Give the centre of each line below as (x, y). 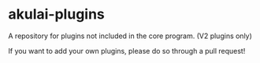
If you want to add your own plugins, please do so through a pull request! (127, 51)
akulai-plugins (56, 14)
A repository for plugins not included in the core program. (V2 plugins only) (130, 36)
